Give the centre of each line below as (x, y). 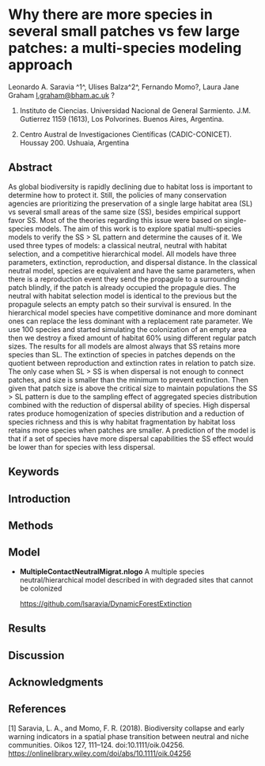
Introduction (40, 498)
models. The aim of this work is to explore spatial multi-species (138, 228)
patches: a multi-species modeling (125, 48)
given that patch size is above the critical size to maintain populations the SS (133, 388)
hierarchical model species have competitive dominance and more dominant (132, 312)
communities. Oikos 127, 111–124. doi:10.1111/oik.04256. (96, 745)
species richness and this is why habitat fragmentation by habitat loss (122, 421)
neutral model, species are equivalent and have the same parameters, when (132, 270)
